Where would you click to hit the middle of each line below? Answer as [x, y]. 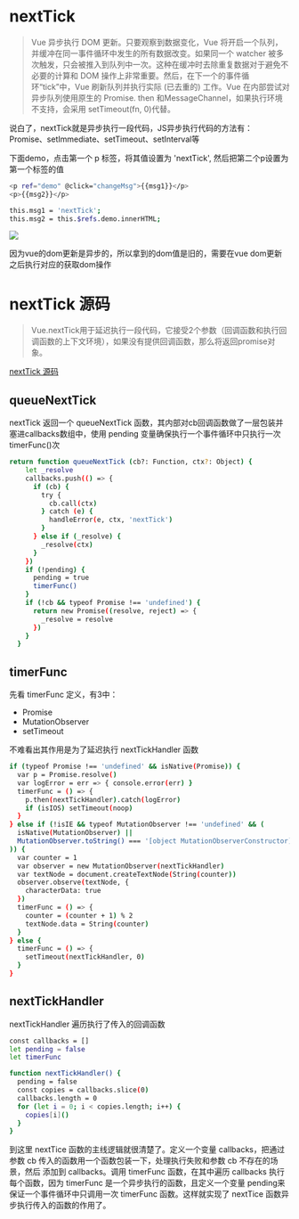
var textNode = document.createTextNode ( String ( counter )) [127, 874]
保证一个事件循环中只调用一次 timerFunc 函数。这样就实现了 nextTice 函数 [145, 1194]
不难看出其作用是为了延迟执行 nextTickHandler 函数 [104, 749]
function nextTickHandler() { [65, 1074]
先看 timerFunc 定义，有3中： [64, 695]
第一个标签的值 [36, 169]
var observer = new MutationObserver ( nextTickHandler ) [121, 866]
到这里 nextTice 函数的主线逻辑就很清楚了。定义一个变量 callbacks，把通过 [147, 1149]
